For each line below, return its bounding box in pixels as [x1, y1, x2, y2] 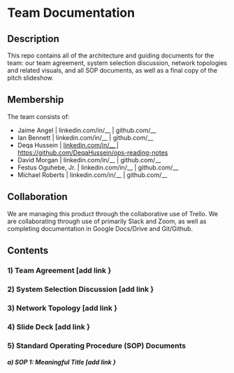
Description [7, 33, 59, 45]
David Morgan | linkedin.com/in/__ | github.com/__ [17, 155, 161, 164]
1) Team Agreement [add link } [7, 265, 112, 275]
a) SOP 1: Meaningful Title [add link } [7, 358, 117, 367]
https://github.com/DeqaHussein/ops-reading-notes [17, 148, 168, 157]
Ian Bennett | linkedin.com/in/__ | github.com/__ [17, 133, 154, 141]
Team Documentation [7, 5, 135, 21]
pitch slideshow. [7, 73, 54, 82]
